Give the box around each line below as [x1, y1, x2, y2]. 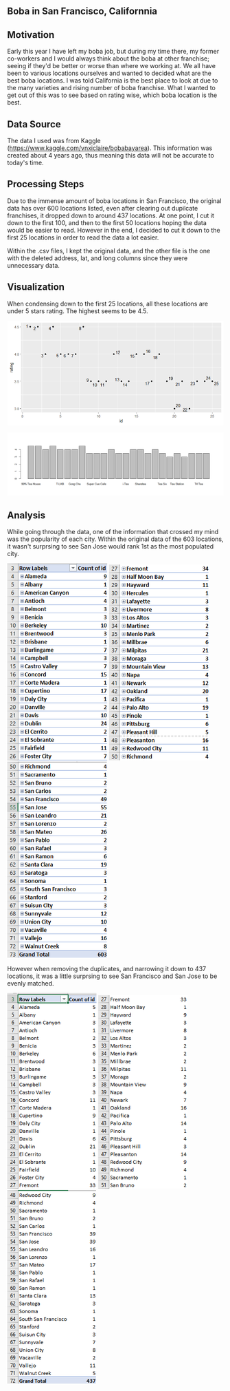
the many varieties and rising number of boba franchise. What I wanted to [7, 84, 216, 92]
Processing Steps [7, 178, 84, 190]
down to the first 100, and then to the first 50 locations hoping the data [7, 218, 207, 226]
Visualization [7, 282, 65, 293]
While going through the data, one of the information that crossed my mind [7, 528, 219, 536]
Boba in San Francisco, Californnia [7, 6, 158, 17]
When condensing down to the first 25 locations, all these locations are [7, 299, 209, 308]
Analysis [7, 509, 46, 521]
